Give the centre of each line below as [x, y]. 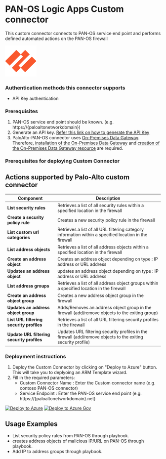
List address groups [28, 286]
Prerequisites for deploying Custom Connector [62, 161]
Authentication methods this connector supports [65, 87]
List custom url [23, 232]
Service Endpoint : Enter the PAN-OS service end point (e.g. [81, 393]
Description [108, 198]
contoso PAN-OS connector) [49, 388]
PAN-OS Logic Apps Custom [65, 9]
